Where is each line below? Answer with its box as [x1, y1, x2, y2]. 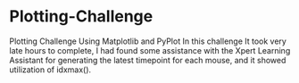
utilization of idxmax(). [9, 64, 92, 75]
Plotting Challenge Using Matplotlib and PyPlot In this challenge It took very [9, 36, 287, 46]
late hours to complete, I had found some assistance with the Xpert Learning [9, 45, 291, 55]
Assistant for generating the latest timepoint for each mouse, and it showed [9, 54, 287, 65]
